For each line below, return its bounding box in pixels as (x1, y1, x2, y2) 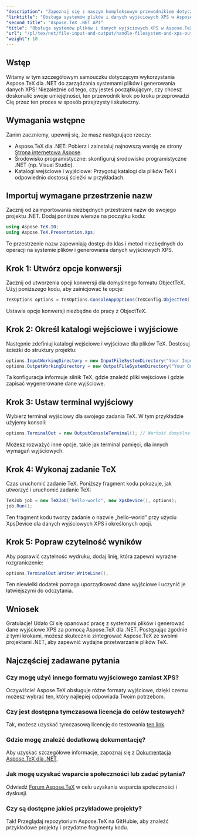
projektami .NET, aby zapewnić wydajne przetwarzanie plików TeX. (6, 639, 168, 646)
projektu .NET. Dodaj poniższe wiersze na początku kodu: (6, 212, 146, 220)
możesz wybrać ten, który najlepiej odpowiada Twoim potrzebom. (6, 693, 165, 700)
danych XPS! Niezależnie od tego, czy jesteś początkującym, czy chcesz (6, 86, 182, 93)
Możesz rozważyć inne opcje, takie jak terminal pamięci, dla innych (6, 441, 169, 448)
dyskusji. (6, 789, 28, 796)
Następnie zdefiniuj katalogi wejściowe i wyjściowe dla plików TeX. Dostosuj (6, 340, 190, 347)
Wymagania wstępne (6, 115, 86, 125)
